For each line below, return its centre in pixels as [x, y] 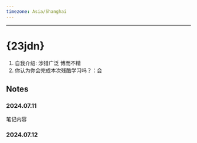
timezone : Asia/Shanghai [36, 11]
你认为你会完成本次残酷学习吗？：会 [58, 70]
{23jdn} [26, 46]
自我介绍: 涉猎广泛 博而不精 [47, 63]
